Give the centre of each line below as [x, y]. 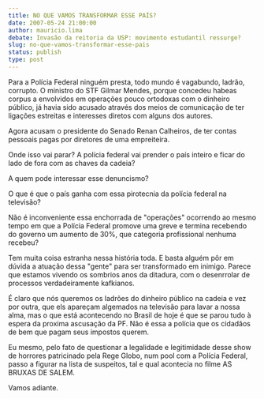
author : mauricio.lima [45, 30]
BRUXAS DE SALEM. [41, 372]
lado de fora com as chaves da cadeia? [72, 163]
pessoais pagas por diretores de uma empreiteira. [89, 139]
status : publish [35, 52]
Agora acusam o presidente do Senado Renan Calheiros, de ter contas [123, 130]
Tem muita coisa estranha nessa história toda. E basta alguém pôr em [121, 258]
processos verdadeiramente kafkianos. [72, 283]
